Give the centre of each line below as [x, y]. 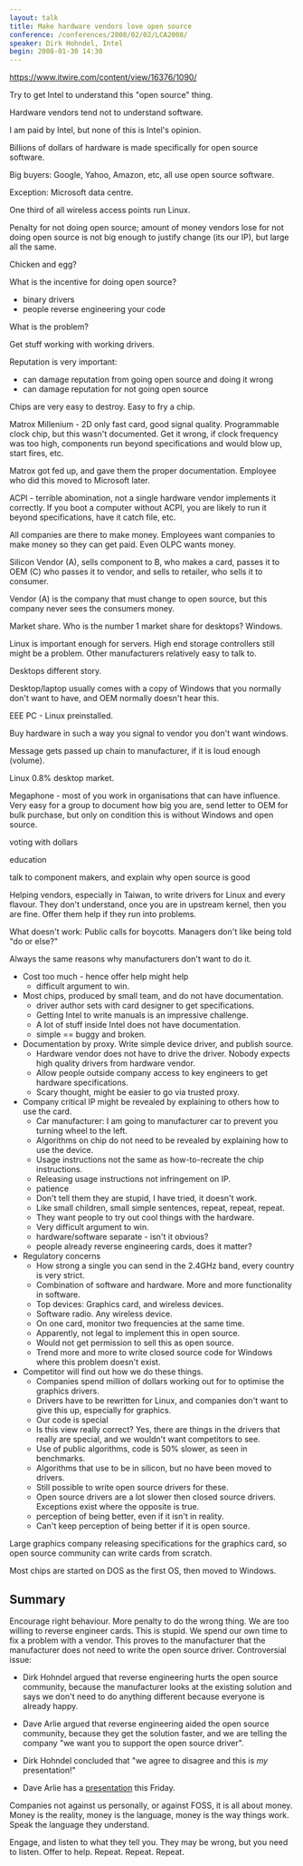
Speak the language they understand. [80, 1824]
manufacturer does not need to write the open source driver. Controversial [148, 1650]
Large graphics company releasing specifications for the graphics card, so [148, 1544]
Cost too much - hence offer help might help [105, 977]
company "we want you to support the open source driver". [133, 1743]
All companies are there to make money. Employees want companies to [142, 535]
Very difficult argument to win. [92, 1227]
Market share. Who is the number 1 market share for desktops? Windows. [146, 626]
